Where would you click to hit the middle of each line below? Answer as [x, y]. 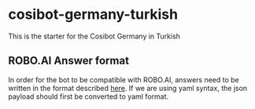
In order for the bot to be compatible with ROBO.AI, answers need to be [124, 79]
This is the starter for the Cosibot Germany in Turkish [94, 36]
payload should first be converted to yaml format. [89, 96]
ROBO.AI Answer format [69, 61]
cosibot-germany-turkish [93, 15]
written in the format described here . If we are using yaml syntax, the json [128, 88]
